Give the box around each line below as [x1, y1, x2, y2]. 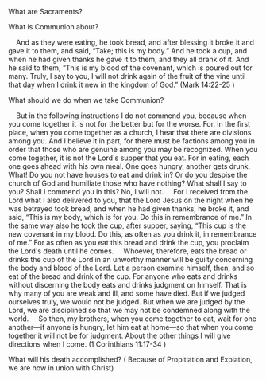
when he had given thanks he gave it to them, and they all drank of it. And [8, 55, 249, 64]
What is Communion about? [8, 22, 99, 31]
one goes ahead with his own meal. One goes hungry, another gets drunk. [8, 162, 251, 170]
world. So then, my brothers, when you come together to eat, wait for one [8, 314, 256, 323]
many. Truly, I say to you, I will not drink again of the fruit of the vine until [8, 72, 246, 80]
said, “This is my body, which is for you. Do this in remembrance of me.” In [8, 213, 253, 221]
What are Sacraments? [8, 7, 83, 16]
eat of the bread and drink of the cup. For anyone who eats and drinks [8, 272, 238, 281]
